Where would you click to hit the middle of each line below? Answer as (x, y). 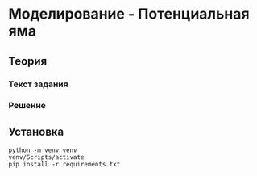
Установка (36, 131)
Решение (27, 106)
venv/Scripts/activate (46, 157)
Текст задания (38, 84)
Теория (28, 61)
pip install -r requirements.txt (64, 165)
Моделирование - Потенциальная (129, 14)
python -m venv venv (43, 150)
